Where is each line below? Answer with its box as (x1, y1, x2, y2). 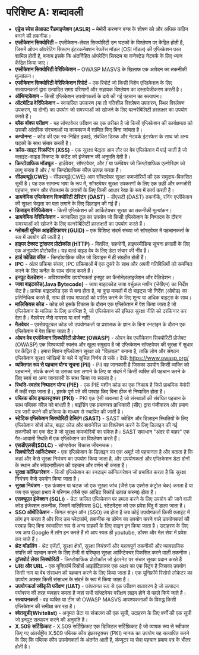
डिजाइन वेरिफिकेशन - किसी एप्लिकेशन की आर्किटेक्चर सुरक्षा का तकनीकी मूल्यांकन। (14, 206, 172, 214)
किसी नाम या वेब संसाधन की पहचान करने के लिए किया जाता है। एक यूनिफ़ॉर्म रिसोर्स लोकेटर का (14, 569, 193, 576)
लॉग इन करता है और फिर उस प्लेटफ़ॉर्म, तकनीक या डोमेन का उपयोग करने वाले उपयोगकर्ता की (14, 515, 190, 523)
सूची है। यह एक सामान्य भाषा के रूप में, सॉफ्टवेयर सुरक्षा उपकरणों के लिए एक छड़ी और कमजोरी (14, 180, 191, 187)
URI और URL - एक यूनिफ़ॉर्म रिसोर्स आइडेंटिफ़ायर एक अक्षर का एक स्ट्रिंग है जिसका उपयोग (14, 562, 186, 569)
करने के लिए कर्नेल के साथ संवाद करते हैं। (14, 267, 94, 274)
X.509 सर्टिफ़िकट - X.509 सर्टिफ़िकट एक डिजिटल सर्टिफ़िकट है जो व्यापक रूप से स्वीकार (14, 623, 189, 630)
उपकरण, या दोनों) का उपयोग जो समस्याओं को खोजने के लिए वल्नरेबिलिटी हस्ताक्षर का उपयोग (14, 106, 188, 113)
